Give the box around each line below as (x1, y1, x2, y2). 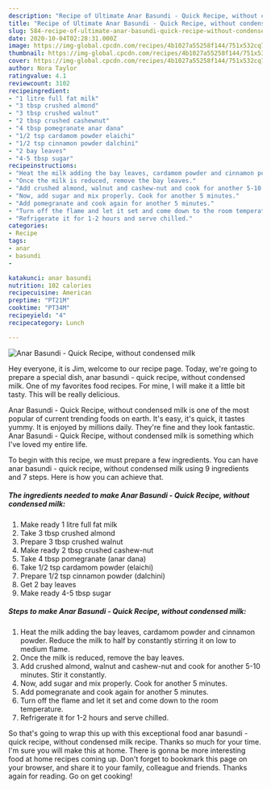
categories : (8, 222, 48, 230)
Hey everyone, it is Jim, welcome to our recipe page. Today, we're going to (8, 364, 257, 374)
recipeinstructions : (8, 162, 78, 170)
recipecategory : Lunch (8, 319, 85, 327)
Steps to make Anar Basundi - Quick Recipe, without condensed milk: (8, 607, 247, 616)
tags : (8, 237, 27, 245)
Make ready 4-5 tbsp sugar (19, 588, 111, 598)
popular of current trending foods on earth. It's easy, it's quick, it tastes (8, 413, 245, 424)
